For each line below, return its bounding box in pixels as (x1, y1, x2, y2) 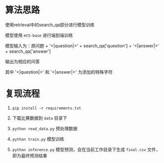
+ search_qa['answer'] (5, 48, 51, 54)
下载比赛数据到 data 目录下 (12, 115, 68, 121)
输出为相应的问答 (5, 58, 40, 64)
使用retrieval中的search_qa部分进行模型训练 (5, 22, 95, 28)
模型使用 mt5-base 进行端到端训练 (5, 32, 73, 38)
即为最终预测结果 (12, 153, 47, 159)
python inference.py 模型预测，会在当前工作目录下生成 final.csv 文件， (12, 146, 161, 152)
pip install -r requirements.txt (12, 106, 82, 111)
